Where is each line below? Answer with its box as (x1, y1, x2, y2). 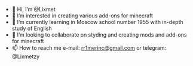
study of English (11, 25, 52, 32)
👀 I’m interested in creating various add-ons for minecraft (11, 12, 154, 19)
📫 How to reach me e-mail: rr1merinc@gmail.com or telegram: (11, 44, 167, 51)
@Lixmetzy (11, 53, 40, 60)
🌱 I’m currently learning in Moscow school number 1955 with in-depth (11, 19, 183, 25)
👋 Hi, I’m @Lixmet (11, 6, 56, 13)
